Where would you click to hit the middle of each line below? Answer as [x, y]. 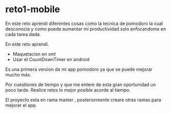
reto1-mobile [33, 9]
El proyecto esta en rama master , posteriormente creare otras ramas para [83, 100]
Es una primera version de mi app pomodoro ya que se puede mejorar [79, 69]
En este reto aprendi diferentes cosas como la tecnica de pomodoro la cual [84, 23]
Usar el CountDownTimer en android [51, 59]
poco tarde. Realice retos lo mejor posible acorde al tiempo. [68, 90]
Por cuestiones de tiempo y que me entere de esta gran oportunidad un [81, 84]
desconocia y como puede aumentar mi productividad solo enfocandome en [86, 29]
